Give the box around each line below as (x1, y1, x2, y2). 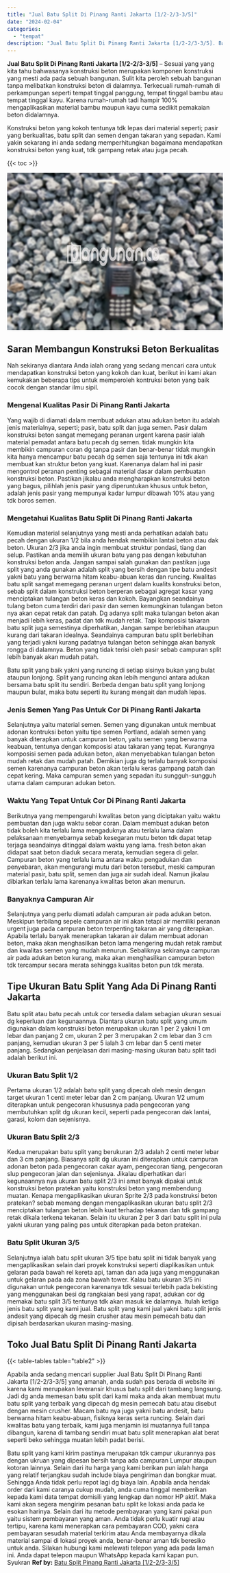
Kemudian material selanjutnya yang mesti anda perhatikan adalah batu (7, 529, 209, 538)
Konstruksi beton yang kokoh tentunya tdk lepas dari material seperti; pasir (7, 124, 219, 132)
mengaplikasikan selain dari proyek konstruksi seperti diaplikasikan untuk (7, 1260, 214, 1269)
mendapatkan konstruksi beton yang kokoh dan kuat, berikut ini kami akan (7, 369, 217, 377)
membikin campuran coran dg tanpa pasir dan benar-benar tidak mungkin (7, 445, 216, 453)
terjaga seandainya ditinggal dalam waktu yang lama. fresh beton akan (7, 841, 207, 849)
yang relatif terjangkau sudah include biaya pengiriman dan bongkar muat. (7, 1471, 217, 1479)
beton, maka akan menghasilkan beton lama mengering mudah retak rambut (7, 939, 222, 947)
